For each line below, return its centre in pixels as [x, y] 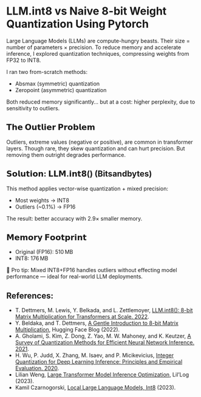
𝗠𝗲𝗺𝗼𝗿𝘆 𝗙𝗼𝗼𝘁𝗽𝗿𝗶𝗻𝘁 [46, 237]
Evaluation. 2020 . [37, 369]
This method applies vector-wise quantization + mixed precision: [87, 188]
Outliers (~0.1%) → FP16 [45, 207]
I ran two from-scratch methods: [47, 72]
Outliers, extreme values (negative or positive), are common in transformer [100, 142]
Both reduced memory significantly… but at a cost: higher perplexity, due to [101, 102]
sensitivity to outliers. [33, 108]
